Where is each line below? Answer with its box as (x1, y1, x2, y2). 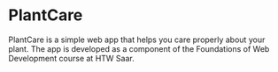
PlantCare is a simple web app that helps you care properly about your (8, 34, 266, 45)
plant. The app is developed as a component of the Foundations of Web (8, 43, 270, 54)
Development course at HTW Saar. (8, 53, 135, 63)
